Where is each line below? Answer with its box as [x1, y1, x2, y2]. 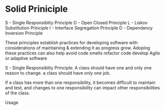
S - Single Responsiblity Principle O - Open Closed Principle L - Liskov [5, 20, 148, 26]
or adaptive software [5, 55, 47, 61]
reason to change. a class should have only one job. [5, 70, 111, 76]
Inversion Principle [5, 30, 43, 36]
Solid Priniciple [5, 3, 68, 15]
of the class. [5, 90, 31, 96]
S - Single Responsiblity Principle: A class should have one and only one [5, 65, 152, 71]
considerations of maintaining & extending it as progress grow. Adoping [5, 45, 150, 51]
